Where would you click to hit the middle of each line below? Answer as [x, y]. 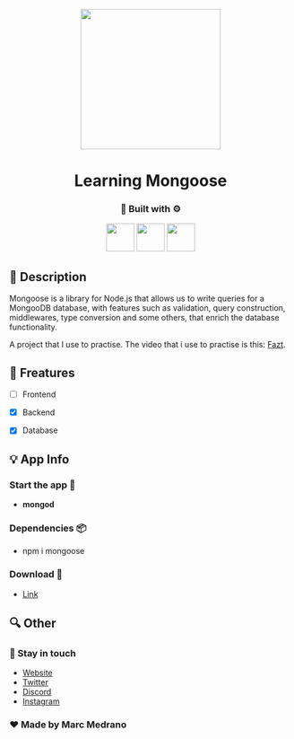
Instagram [41, 701]
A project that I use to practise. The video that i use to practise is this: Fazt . [147, 345]
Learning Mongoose [151, 181]
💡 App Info [39, 459]
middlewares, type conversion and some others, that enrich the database [144, 318]
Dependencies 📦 [48, 528]
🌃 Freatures [42, 373]
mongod [39, 504]
